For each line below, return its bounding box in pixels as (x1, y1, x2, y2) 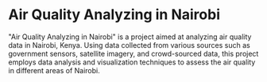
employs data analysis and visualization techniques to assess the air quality (8, 57, 256, 67)
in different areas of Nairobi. (8, 65, 101, 75)
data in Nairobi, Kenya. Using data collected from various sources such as (8, 40, 250, 49)
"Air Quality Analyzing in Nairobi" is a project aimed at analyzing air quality (8, 32, 252, 41)
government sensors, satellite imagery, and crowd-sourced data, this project (8, 49, 259, 58)
